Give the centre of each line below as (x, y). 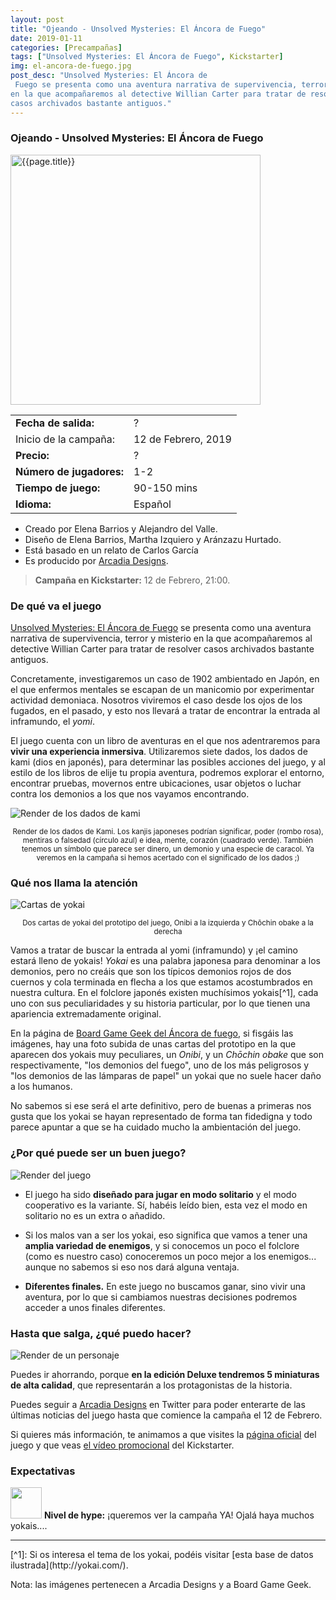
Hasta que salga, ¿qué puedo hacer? (101, 1333)
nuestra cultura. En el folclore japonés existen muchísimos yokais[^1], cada (164, 993)
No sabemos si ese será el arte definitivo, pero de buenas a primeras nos (161, 1106)
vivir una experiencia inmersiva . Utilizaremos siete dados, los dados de (159, 752)
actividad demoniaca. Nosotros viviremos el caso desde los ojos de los (156, 700)
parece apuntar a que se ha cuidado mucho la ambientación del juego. (156, 1127)
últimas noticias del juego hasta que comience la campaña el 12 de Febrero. (166, 1415)
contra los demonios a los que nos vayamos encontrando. (130, 794)
